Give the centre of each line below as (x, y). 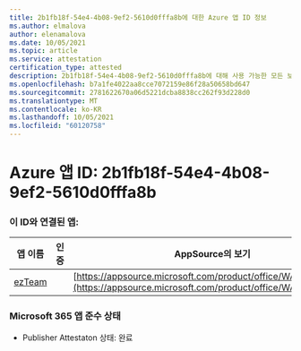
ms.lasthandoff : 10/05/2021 (62, 117)
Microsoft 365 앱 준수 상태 (65, 316)
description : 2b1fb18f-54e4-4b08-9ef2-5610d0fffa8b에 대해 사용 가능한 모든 (146, 76)
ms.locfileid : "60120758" (57, 126)
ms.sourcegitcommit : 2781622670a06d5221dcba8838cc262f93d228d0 (130, 92)
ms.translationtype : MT (54, 101)
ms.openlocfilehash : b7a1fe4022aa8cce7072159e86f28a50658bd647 (130, 84)
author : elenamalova (48, 34)
